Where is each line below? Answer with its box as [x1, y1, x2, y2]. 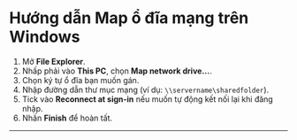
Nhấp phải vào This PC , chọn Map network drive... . [21, 66, 212, 76]
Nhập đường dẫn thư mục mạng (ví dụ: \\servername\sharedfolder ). [21, 84, 270, 95]
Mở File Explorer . [21, 56, 86, 66]
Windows [9, 27, 80, 47]
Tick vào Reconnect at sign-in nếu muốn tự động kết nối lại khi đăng [21, 93, 274, 105]
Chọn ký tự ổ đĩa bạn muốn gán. [21, 74, 140, 85]
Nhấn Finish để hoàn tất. [21, 113, 113, 123]
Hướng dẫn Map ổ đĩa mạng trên [9, 8, 249, 28]
